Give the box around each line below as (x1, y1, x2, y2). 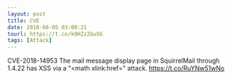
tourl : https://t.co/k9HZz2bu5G (7, 30, 103, 38)
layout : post (7, 10, 46, 18)
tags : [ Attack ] (7, 37, 53, 44)
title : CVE (7, 17, 40, 24)
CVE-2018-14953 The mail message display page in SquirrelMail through (7, 56, 220, 65)
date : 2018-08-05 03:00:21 (7, 23, 87, 31)
